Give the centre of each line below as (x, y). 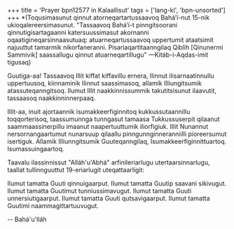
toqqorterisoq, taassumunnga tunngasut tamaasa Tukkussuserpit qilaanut (113, 119)
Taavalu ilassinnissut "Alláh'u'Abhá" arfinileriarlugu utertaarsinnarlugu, (109, 162)
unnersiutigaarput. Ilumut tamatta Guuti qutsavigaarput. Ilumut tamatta (109, 198)
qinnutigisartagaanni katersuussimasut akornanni (78, 32)
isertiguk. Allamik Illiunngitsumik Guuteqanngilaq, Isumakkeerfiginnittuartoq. (117, 141)
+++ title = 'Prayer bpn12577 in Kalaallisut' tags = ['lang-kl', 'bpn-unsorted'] (116, 10)
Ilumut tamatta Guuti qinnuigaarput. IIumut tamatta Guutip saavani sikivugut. (117, 183)
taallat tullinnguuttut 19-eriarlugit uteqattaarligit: (76, 170)
